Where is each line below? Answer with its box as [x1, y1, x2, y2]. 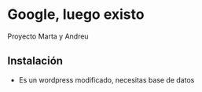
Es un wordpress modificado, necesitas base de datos [18, 75, 195, 84]
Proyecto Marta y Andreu [7, 31, 89, 41]
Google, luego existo [7, 6, 145, 24]
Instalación [7, 54, 64, 68]
